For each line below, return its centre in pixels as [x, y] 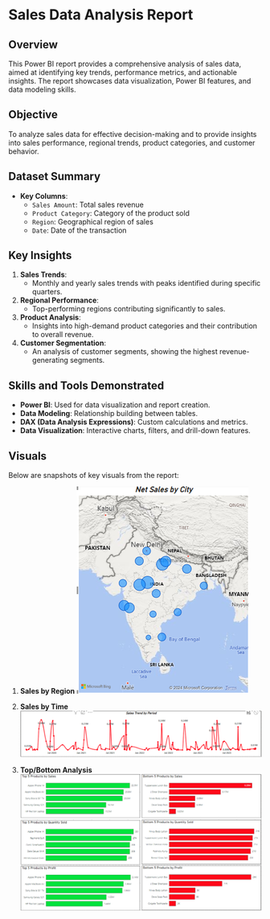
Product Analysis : [51, 317]
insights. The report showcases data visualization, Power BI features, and [130, 81]
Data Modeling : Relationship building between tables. [109, 414]
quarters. [47, 292]
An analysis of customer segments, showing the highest [125, 352]
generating [50, 361]
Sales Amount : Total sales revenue [88, 204]
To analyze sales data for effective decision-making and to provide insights [133, 134]
